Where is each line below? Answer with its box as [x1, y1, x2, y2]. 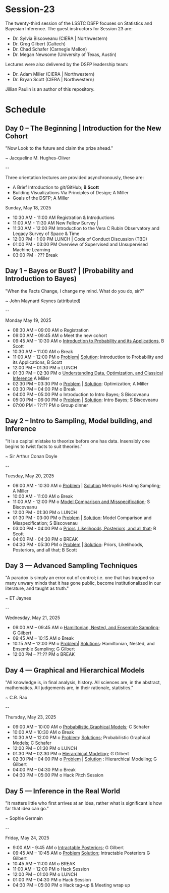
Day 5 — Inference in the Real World [5, 787, 121, 795]
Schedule [5, 104, 46, 116]
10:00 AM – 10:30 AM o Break [12, 729, 74, 735]
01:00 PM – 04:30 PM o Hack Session [12, 877, 91, 882]
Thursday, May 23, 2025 [5, 714, 57, 720]
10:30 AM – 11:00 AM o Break [12, 348, 73, 354]
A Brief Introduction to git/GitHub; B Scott [12, 184, 99, 190]
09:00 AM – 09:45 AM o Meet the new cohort [12, 332, 107, 339]
